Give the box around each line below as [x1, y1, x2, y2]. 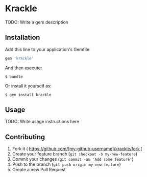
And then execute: [5, 65, 42, 71]
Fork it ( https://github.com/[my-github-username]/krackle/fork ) [12, 146, 143, 152]
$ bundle [5, 74, 23, 79]
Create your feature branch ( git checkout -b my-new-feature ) [12, 151, 138, 157]
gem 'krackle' [5, 56, 34, 61]
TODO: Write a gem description [5, 19, 69, 25]
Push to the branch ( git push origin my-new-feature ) [12, 161, 121, 167]
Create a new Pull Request [12, 167, 66, 173]
